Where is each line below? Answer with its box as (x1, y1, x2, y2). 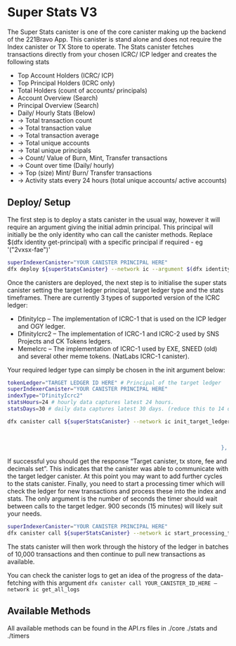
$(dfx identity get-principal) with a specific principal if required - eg (7, 238, 203, 246)
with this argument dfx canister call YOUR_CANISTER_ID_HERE (32, 579, 211, 587)
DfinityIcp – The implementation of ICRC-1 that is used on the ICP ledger (17, 315, 227, 323)
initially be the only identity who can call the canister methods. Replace (7, 230, 213, 238)
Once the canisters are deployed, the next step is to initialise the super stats (7, 278, 227, 286)
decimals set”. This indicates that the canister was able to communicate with (7, 465, 228, 473)
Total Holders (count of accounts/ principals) (17, 86, 147, 95)
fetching (7, 579, 32, 587)
